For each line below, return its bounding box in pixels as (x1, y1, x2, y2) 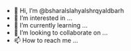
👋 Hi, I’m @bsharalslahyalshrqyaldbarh (13, 7, 125, 14)
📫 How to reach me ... (13, 37, 78, 44)
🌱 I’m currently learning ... (13, 21, 88, 29)
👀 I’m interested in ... (13, 14, 73, 22)
